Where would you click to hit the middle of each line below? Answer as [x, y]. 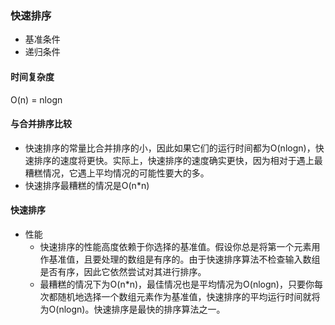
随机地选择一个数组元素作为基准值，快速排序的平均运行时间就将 [189, 296]
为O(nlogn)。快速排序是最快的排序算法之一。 [132, 309]
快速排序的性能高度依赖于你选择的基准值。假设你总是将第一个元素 [175, 246]
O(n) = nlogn [36, 99]
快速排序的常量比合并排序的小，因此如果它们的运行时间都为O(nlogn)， [170, 148]
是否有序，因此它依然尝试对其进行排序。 [123, 271]
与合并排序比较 [41, 124]
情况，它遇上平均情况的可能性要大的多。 [126, 173]
